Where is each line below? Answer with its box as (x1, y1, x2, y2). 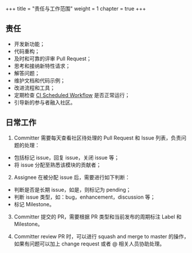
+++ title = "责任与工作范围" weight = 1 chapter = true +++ (5, 5, 146, 12)
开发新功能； (13, 40, 45, 47)
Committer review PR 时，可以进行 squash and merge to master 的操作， (13, 233, 189, 240)
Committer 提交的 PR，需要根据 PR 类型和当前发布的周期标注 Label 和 (13, 213, 182, 220)
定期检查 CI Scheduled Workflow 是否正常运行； (13, 91, 130, 98)
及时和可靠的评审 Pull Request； (13, 55, 92, 62)
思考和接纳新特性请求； (13, 62, 71, 69)
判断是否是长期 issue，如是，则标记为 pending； (13, 186, 132, 193)
